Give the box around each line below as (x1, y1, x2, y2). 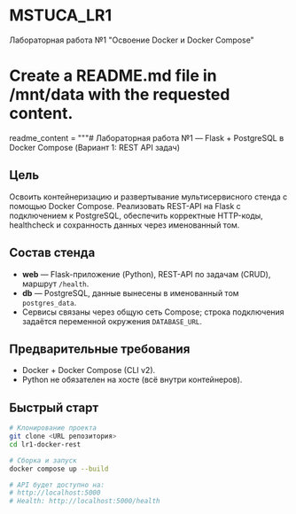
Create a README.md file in (9, 66, 217, 86)
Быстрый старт (9, 400, 99, 415)
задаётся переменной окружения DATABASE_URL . (21, 315, 202, 326)
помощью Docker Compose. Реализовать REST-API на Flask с (9, 200, 241, 211)
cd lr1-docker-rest (9, 440, 82, 448)
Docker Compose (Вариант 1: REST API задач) (9, 142, 180, 152)
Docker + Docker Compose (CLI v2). (21, 365, 156, 376)
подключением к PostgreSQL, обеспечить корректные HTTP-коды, (9, 210, 263, 221)
